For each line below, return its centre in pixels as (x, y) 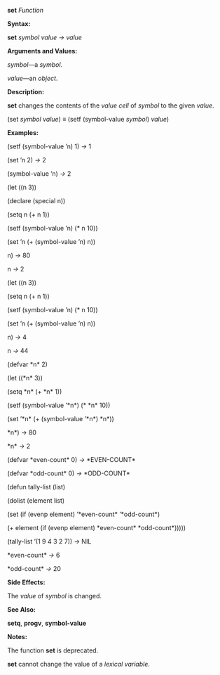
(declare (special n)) (36, 201)
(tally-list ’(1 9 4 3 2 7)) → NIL (49, 541)
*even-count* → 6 (34, 555)
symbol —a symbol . (35, 65)
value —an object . (33, 78)
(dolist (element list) (36, 501)
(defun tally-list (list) (36, 487)
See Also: (22, 610)
